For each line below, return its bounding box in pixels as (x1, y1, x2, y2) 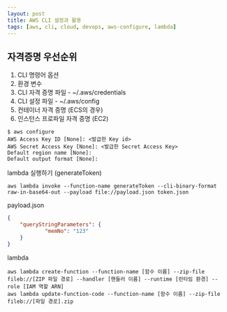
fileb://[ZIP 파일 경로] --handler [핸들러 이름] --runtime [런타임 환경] (7, 276, 209, 283)
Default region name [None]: (7, 150, 92, 157)
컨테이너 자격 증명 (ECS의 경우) (17, 106, 103, 114)
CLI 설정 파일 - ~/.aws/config (17, 97, 100, 106)
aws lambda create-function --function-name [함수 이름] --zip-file (7, 268, 205, 275)
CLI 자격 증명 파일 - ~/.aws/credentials (17, 88, 126, 97)
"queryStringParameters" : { (20, 221, 101, 228)
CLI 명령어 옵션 (17, 71, 59, 79)
